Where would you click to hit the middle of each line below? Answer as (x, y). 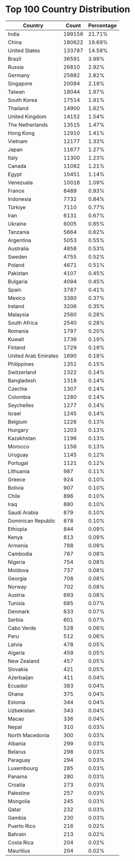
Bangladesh (22, 380)
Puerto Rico (22, 826)
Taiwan (16, 91)
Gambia (17, 817)
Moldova (18, 570)
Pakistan (18, 273)
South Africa (23, 322)
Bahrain (17, 834)
